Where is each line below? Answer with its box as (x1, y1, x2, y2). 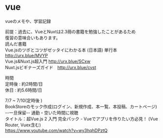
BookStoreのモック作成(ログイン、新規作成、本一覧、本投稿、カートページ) (5, 103, 157, 109)
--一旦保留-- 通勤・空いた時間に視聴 (5, 110, 79, 115)
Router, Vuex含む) (5, 122, 41, 128)
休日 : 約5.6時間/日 (5, 87, 42, 93)
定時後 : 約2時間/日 (5, 81, 43, 87)
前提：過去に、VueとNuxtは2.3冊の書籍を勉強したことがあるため (5, 28, 136, 34)
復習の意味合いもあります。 (5, 35, 61, 41)
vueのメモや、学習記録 (5, 18, 51, 24)
